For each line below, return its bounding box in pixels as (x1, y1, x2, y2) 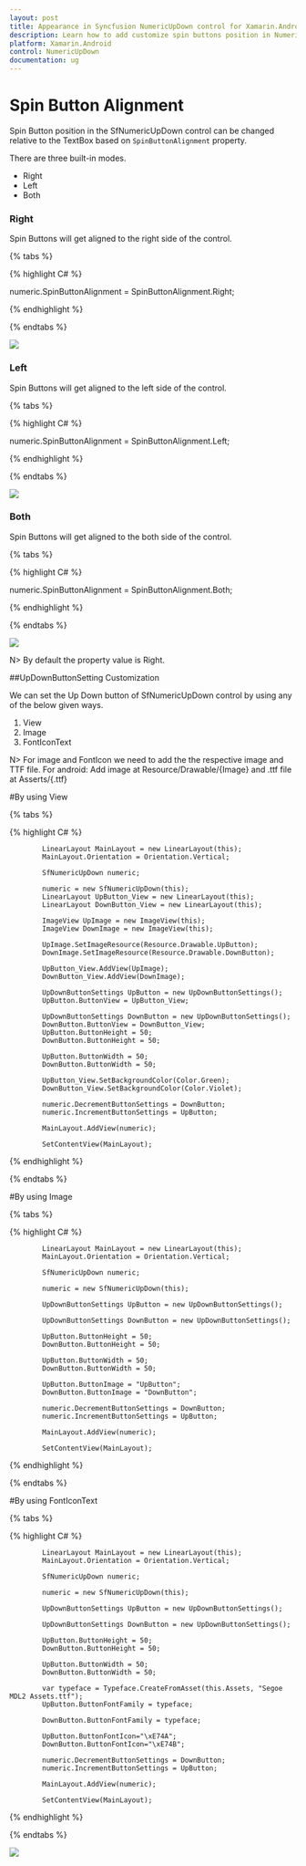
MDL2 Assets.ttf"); (9, 1692, 84, 1701)
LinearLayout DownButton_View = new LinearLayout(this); (42, 900, 262, 909)
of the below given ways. (9, 699, 104, 710)
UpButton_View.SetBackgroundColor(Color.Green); (42, 1076, 230, 1085)
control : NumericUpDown (9, 47, 100, 57)
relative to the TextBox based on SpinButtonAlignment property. (9, 134, 248, 146)
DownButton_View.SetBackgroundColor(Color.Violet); (42, 1083, 243, 1093)
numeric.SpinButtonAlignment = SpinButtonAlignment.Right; (9, 287, 235, 297)
